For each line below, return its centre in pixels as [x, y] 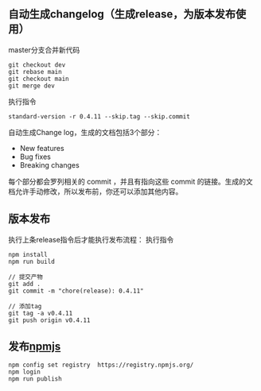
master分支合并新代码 [44, 49]
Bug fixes [35, 157]
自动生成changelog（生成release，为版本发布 [122, 14]
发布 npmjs [35, 347]
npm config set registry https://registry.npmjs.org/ [101, 365]
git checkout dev [37, 65]
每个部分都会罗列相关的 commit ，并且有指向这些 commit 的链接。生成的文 [130, 181]
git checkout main [39, 79]
